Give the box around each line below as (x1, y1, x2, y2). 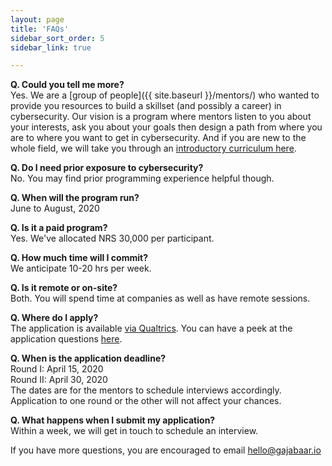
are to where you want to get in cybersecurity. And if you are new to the (10, 132, 307, 144)
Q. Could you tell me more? (10, 79, 125, 91)
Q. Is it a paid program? (10, 222, 108, 234)
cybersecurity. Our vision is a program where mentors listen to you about (10, 111, 312, 123)
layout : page (10, 14, 65, 25)
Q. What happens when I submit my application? (10, 414, 216, 426)
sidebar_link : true (10, 42, 92, 53)
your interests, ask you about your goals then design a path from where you (10, 121, 323, 133)
